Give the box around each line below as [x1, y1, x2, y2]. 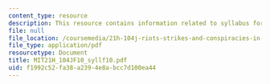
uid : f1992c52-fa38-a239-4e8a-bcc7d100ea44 [8, 64, 157, 72]
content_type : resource [8, 11, 88, 20]
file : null [8, 26, 45, 34]
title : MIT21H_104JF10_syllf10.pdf [8, 57, 128, 65]
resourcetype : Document [8, 49, 88, 57]
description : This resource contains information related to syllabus [8, 19, 250, 27]
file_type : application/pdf [8, 42, 103, 50]
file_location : [8, 34, 59, 42]
